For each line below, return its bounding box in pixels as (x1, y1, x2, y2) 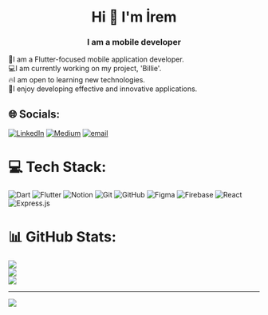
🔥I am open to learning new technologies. (8, 75, 146, 85)
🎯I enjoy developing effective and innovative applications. (8, 84, 198, 94)
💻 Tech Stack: (8, 158, 107, 176)
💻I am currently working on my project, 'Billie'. (8, 64, 162, 74)
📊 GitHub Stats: (8, 228, 117, 246)
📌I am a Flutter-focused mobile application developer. (8, 54, 185, 64)
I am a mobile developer (86, 37, 182, 48)
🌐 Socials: (8, 107, 61, 121)
